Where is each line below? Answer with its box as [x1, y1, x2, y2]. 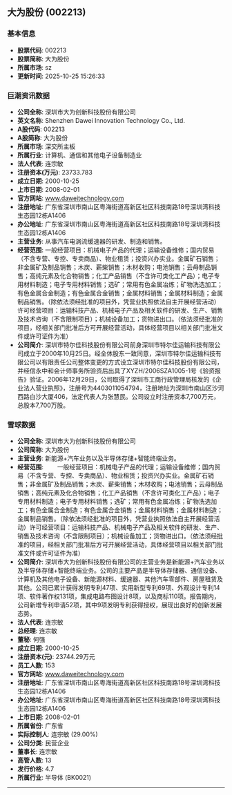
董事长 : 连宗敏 [17, 747, 57, 756]
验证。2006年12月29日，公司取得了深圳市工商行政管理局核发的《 [29, 375, 216, 383]
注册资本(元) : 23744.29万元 [17, 653, 95, 661]
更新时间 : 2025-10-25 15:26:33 [17, 72, 106, 80]
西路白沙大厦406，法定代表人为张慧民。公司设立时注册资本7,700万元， [17, 392, 220, 400]
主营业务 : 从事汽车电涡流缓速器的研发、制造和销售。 [17, 237, 166, 245]
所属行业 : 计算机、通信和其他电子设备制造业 [17, 150, 142, 159]
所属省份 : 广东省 [17, 722, 64, 730]
